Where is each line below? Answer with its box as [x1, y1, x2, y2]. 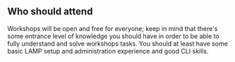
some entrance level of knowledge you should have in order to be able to [7, 32, 220, 40]
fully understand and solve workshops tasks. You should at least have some [7, 39, 228, 48]
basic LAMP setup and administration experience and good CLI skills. [7, 46, 209, 55]
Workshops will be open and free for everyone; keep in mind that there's [7, 24, 218, 32]
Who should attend [7, 6, 93, 18]
